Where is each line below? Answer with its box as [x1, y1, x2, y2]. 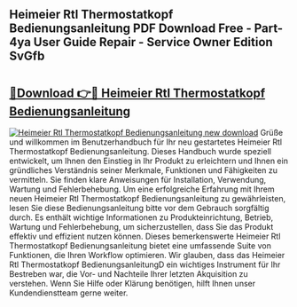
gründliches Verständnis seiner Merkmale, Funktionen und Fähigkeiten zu [9, 165, 277, 176]
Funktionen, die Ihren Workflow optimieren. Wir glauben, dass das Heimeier [9, 250, 285, 260]
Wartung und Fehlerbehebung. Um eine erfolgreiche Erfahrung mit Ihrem [9, 184, 275, 194]
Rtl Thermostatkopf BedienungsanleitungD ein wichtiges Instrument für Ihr [9, 259, 281, 270]
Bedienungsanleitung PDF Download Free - [9, 21, 253, 36]
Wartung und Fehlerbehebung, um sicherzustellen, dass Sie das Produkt [9, 222, 274, 232]
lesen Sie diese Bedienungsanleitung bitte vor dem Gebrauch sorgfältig [9, 203, 270, 213]
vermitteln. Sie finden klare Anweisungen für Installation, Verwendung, [9, 175, 267, 185]
